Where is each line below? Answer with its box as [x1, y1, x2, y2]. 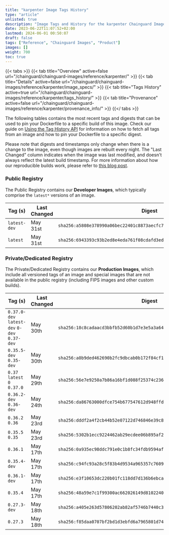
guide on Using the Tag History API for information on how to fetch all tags [5, 126, 159, 132]
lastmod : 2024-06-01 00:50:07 [5, 31, 69, 36]
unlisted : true [5, 17, 37, 22]
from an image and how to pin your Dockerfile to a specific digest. [5, 132, 142, 138]
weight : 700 [5, 49, 30, 54]
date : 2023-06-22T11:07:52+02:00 [5, 26, 75, 31]
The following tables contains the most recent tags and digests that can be [5, 115, 160, 122]
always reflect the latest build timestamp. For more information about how [5, 157, 158, 163]
